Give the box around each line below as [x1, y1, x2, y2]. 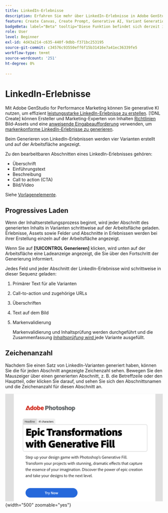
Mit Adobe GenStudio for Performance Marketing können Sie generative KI [5, 105, 159, 111]
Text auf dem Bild [12, 310, 49, 316]
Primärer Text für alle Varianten [12, 281, 77, 287]
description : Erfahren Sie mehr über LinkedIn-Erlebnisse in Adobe [5, 13, 149, 19]
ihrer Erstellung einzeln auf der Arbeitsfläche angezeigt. [5, 235, 120, 241]
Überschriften [12, 300, 41, 306]
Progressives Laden [5, 206, 68, 215]
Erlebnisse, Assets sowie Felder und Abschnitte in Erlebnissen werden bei [5, 230, 157, 236]
